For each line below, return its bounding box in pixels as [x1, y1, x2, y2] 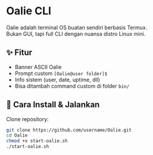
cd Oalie [6, 132, 28, 138]
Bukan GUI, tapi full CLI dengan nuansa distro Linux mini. [6, 30, 146, 37]
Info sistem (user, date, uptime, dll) [14, 76, 100, 83]
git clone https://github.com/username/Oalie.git [6, 127, 132, 133]
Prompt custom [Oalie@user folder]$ [14, 70, 108, 77]
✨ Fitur [6, 48, 33, 58]
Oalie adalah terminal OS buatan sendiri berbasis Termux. [6, 24, 148, 31]
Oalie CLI [6, 4, 52, 18]
